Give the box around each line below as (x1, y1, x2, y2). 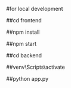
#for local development (6, 5, 64, 12)
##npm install (6, 28, 40, 36)
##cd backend (6, 52, 42, 59)
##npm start (6, 40, 37, 47)
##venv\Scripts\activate (6, 63, 66, 71)
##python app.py (6, 75, 49, 82)
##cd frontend (6, 17, 42, 24)
